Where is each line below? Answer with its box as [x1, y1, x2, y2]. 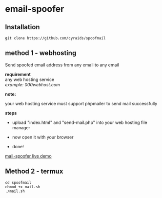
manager [12, 124, 31, 130]
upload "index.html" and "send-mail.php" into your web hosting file [12, 119, 147, 125]
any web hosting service [5, 77, 55, 82]
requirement [5, 71, 31, 77]
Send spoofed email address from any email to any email [5, 62, 120, 68]
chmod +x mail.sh [5, 184, 40, 189]
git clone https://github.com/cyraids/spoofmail [5, 36, 106, 40]
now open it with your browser [12, 134, 74, 140]
